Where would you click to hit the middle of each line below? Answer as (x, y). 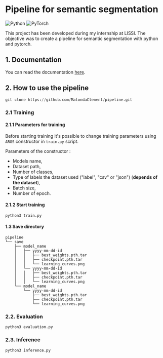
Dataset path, (27, 166)
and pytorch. (18, 44)
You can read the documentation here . (45, 72)
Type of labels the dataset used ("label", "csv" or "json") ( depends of (85, 177)
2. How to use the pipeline (47, 88)
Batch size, (24, 188)
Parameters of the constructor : (38, 151)
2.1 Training (20, 112)
